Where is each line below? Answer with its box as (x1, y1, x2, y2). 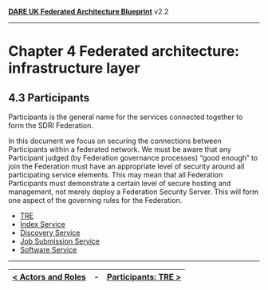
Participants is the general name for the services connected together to (8, 112, 243, 121)
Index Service (19, 220, 65, 228)
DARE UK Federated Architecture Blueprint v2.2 (8, 7, 169, 16)
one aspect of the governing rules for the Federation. (8, 196, 183, 205)
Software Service (19, 245, 77, 254)
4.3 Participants (8, 91, 90, 105)
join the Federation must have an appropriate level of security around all (8, 161, 245, 171)
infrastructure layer (8, 59, 141, 77)
